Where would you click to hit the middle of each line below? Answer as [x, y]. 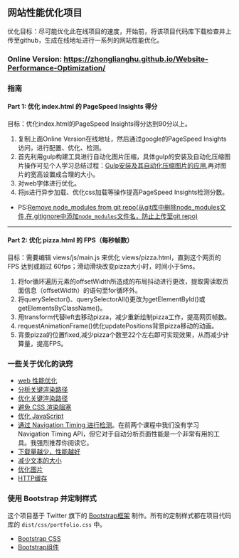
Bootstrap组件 [38, 547]
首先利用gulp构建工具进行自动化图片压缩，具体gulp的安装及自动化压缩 [121, 156]
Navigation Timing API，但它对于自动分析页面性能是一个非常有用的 [116, 434]
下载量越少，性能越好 [49, 452]
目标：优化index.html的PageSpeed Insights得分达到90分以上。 [100, 124]
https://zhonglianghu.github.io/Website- [136, 59]
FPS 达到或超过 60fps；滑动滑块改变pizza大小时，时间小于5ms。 [103, 267]
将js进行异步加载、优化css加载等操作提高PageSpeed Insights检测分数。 [123, 192]
